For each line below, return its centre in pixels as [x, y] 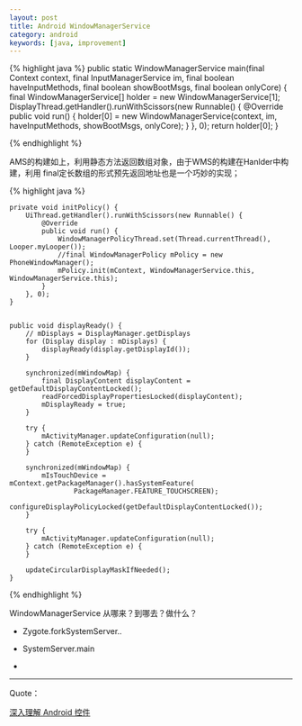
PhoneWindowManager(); [52, 263]
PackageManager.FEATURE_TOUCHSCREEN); [146, 492]
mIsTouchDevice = [74, 476]
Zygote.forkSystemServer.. [72, 631]
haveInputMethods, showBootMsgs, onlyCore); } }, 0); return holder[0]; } [144, 126]
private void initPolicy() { [64, 208]
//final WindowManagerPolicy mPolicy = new [140, 255]
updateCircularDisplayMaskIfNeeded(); [98, 570]
